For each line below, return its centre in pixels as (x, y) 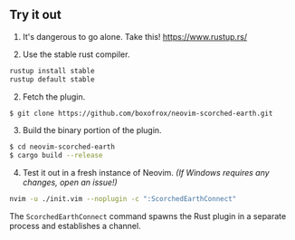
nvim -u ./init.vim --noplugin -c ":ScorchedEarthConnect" (123, 199)
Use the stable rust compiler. (76, 54)
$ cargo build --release (56, 156)
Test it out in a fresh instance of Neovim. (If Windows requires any (146, 173)
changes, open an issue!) (70, 182)
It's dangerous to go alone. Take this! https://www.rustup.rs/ (135, 36)
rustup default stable (52, 79)
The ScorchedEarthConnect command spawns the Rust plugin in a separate (148, 216)
